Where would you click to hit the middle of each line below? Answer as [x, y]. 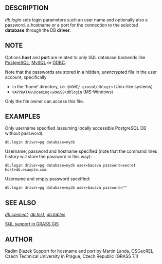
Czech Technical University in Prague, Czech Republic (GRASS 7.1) [72, 256]
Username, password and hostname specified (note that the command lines [81, 151]
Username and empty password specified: [48, 179]
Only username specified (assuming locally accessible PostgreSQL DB [76, 128]
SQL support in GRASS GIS [32, 224]
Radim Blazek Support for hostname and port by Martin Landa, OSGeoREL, [80, 251]
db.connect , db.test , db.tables [35, 215]
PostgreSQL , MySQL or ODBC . [36, 62]
